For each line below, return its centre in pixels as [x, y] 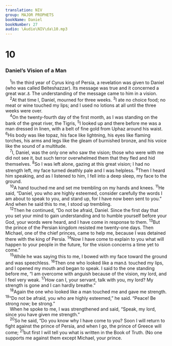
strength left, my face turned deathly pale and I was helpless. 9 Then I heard [85, 170]
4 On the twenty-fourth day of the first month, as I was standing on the [84, 117]
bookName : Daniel [24, 20]
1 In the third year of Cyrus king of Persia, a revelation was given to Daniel [87, 82]
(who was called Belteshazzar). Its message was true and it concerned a [82, 88]
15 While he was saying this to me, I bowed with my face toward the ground [89, 256]
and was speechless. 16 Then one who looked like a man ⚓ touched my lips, [84, 262]
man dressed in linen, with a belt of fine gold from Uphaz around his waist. [84, 129]
